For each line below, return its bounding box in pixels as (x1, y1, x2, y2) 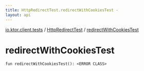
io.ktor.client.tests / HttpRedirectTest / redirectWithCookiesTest (5, 26, 139, 32)
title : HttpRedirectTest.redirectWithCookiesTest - (5, 7, 118, 13)
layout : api (5, 12, 31, 17)
